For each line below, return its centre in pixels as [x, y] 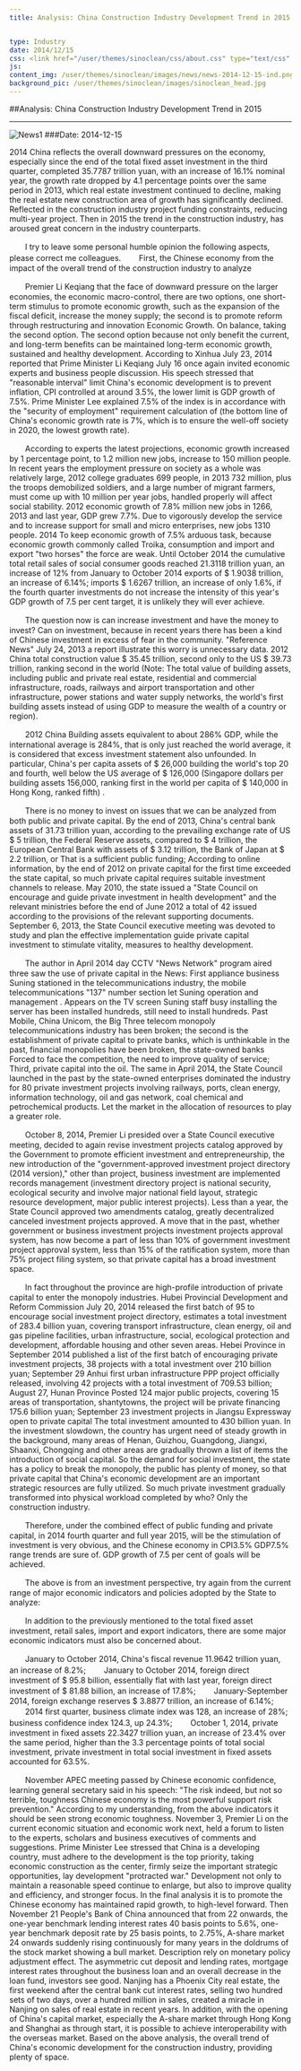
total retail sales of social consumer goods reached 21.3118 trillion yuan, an [147, 563]
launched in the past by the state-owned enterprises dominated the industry [150, 1078]
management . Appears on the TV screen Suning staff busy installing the [143, 1002]
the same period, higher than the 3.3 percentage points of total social [137, 1742]
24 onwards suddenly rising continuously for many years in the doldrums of [149, 1942]
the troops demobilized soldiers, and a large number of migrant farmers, [142, 487]
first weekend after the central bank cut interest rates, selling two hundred [146, 1990]
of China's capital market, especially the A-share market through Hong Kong [150, 2018]
